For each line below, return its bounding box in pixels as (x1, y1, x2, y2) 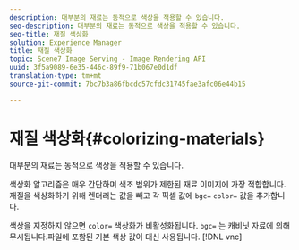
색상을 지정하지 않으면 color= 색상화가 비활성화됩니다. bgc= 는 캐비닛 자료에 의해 (9, 220, 291, 230)
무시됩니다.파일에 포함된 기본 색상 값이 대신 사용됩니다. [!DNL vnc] (9, 231, 243, 242)
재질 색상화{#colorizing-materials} (9, 129, 266, 148)
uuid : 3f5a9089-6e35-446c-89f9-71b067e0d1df (9, 63, 178, 72)
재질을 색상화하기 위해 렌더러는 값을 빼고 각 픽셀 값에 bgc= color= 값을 (9, 189, 254, 201)
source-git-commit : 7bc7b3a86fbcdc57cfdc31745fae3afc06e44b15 (9, 79, 246, 88)
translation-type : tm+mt (9, 71, 102, 80)
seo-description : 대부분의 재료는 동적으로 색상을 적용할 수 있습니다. (9, 21, 241, 30)
